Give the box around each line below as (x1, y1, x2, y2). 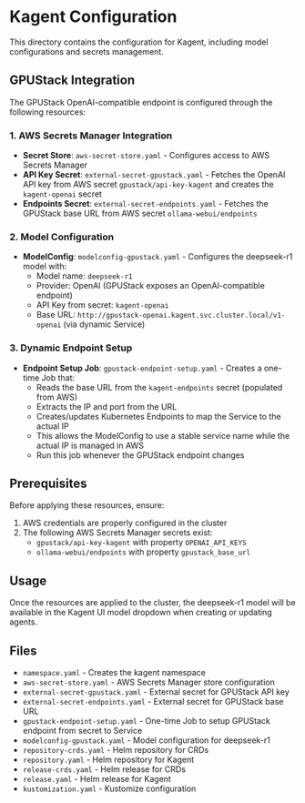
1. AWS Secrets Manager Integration (9, 129, 173, 142)
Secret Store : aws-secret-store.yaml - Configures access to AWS (22, 150, 270, 161)
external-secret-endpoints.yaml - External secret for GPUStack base (22, 696, 284, 707)
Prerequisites (9, 476, 87, 492)
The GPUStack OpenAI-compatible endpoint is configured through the (9, 97, 273, 107)
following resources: (9, 107, 86, 117)
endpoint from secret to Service (22, 726, 143, 737)
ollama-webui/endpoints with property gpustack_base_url (36, 546, 251, 557)
